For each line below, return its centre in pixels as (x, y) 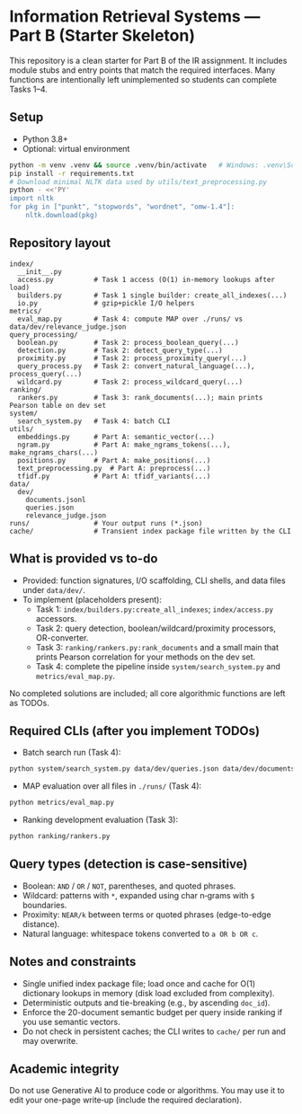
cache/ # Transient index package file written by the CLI (151, 531)
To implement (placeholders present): (92, 599)
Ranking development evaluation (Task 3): (100, 820)
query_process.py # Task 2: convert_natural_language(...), (136, 366)
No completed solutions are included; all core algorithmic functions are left (147, 693)
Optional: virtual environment (76, 148)
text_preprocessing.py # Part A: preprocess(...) (114, 468)
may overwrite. (50, 1040)
